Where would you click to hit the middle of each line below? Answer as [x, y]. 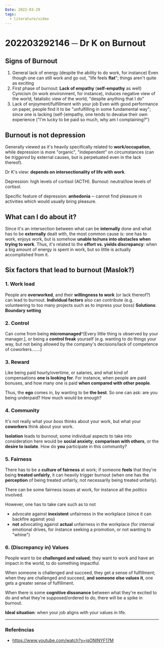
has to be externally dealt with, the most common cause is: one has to [76, 234]
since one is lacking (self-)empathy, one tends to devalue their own [80, 114]
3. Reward [17, 362]
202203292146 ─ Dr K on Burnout [75, 43]
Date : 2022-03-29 [23, 10]
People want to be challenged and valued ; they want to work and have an [80, 558]
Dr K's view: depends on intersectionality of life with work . [65, 172]
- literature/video [29, 19]
